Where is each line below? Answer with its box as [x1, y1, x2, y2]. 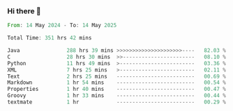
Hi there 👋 [7, 6, 42, 16]
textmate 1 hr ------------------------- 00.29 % [7, 99, 227, 106]
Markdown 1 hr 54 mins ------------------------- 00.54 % [7, 79, 227, 86]
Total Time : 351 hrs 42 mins [7, 35, 92, 42]
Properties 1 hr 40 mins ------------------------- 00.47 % [7, 86, 227, 93]
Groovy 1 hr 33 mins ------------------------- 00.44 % [7, 92, 227, 99]
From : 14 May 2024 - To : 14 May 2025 [7, 22, 117, 29]
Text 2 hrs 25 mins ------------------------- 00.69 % [7, 73, 227, 80]
